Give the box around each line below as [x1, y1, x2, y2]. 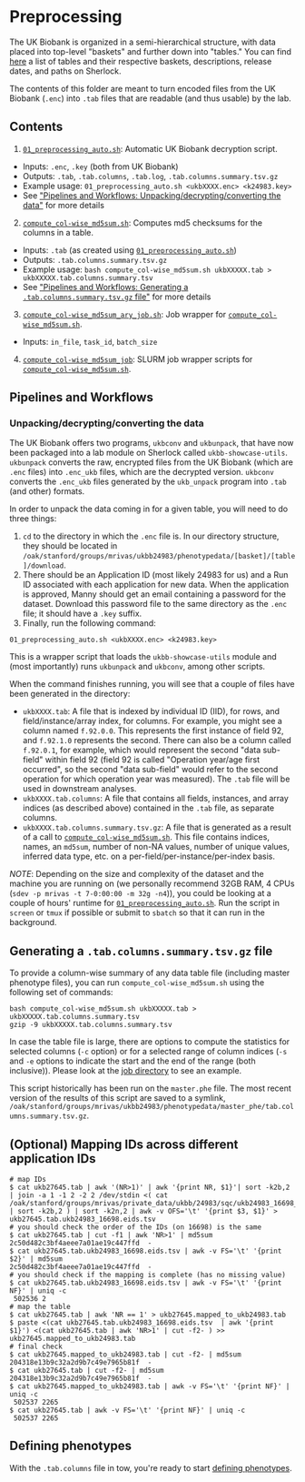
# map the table [9, 1303, 71, 1312]
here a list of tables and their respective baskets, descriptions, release [9, 55, 272, 66]
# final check [9, 1342, 64, 1352]
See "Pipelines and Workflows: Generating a [22, 281, 189, 292]
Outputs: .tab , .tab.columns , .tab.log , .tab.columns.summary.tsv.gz [22, 170, 279, 181]
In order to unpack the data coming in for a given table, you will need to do [9, 503, 289, 515]
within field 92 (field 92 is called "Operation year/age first [44, 754, 261, 765]
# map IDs [9, 1175, 47, 1185]
